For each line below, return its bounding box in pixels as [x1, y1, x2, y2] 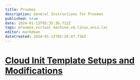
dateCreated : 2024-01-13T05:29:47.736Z [5, 34, 86, 39]
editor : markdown [5, 30, 40, 34]
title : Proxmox [5, 7, 36, 12]
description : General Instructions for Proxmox [5, 12, 104, 16]
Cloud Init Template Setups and [5, 55, 135, 66]
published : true [5, 16, 38, 21]
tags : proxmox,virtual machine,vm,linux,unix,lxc [5, 25, 108, 30]
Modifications [5, 65, 63, 77]
